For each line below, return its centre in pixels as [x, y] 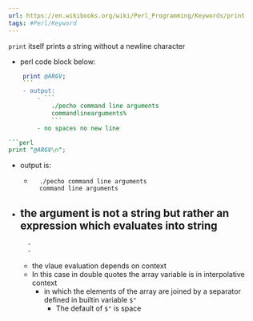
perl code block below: [58, 62]
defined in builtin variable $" [90, 300]
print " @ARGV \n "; [37, 150]
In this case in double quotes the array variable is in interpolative [139, 275]
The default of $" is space [98, 308]
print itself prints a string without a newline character [97, 46]
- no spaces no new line [78, 128]
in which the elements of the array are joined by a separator [143, 291]
